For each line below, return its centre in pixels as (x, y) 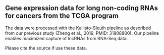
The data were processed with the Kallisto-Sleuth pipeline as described (78, 28)
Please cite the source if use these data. (46, 48)
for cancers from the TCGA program (62, 16)
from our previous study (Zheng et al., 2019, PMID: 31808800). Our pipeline (82, 33)
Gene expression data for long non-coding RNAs (82, 8)
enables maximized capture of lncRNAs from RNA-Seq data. (66, 38)
